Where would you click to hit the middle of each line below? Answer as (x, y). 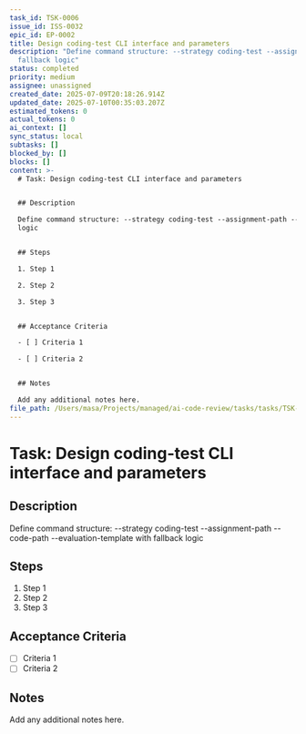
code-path (29, 537)
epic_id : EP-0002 (42, 35)
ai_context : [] (38, 128)
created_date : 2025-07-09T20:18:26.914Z (87, 94)
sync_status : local (46, 137)
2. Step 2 (36, 285)
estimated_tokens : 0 (49, 111)
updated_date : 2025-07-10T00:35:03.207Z (87, 102)
